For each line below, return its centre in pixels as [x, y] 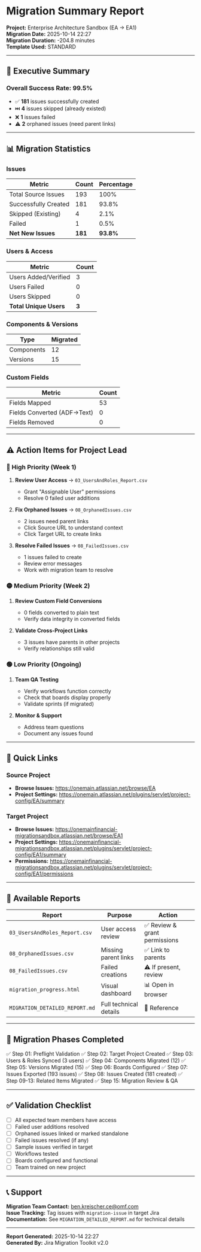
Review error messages [53, 563]
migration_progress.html [45, 989]
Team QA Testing [36, 680]
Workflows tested [36, 1154]
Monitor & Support [38, 716]
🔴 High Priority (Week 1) [41, 467]
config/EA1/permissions [44, 874]
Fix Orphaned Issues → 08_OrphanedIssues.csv [73, 510]
